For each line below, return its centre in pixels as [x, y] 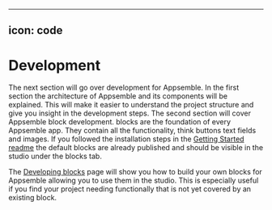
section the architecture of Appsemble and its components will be [118, 96]
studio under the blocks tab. [55, 156]
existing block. [33, 198]
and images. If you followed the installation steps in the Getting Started [126, 139]
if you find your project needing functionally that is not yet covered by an [130, 189]
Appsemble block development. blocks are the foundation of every [120, 122]
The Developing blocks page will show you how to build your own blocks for [136, 172]
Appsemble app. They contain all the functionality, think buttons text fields [132, 131]
